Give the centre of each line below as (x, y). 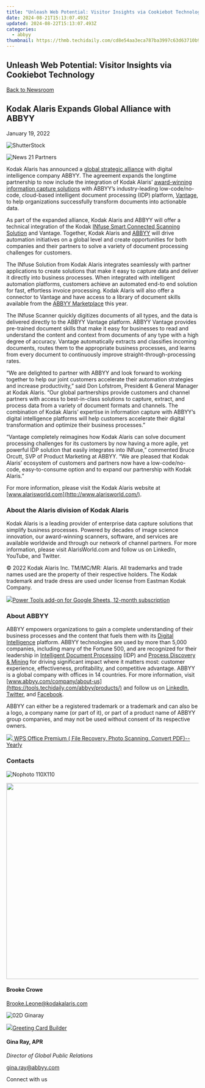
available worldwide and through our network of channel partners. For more (102, 542)
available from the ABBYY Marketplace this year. (67, 303)
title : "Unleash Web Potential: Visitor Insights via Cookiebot (90, 12)
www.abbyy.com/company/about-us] (55, 682)
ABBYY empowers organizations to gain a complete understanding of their (100, 630)
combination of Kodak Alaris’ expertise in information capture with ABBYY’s (101, 412)
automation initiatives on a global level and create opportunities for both (97, 239)
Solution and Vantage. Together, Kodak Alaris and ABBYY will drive (90, 233)
